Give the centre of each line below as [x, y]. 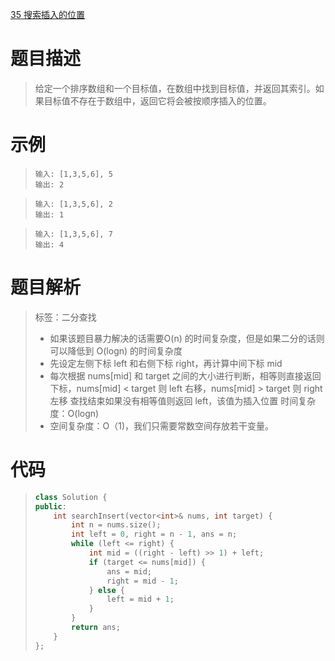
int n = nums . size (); [116, 525]
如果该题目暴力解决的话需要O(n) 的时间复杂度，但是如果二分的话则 [187, 338]
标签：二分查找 [65, 317]
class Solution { [71, 497]
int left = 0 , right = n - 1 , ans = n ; [154, 534]
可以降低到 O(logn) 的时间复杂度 [116, 350]
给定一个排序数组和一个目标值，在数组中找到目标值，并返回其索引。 [175, 88]
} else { [107, 590]
